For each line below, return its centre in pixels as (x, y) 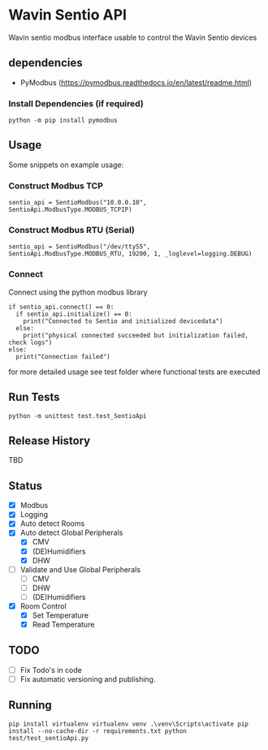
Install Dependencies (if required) (76, 103)
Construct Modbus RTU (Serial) (72, 231)
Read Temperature (63, 624)
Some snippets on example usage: (66, 165)
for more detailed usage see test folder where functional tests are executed (134, 372)
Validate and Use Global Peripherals (80, 569)
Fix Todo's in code (51, 670)
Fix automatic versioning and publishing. (88, 679)
